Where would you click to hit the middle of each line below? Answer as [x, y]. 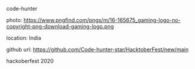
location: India [24, 38]
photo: [14, 20]
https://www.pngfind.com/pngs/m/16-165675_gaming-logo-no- [102, 20]
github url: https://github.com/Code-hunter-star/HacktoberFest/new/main [97, 49]
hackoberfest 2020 [30, 61]
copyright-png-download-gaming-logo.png [60, 26]
